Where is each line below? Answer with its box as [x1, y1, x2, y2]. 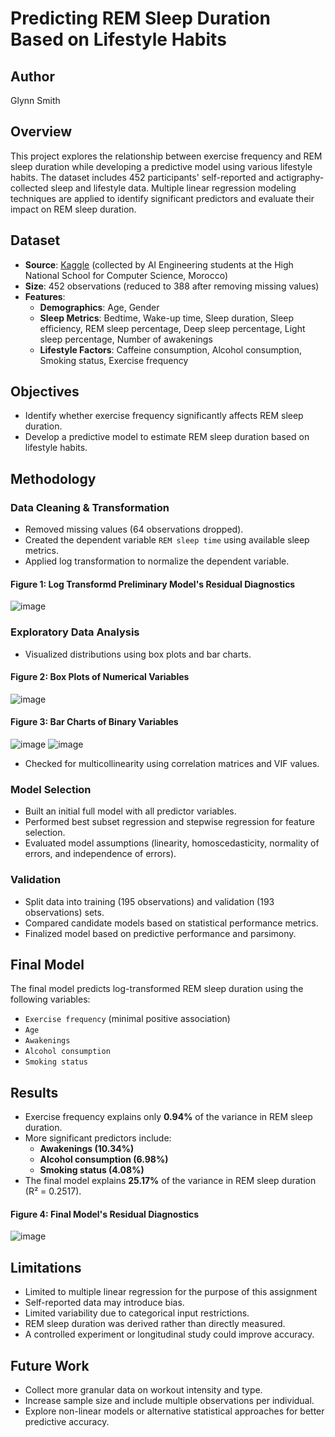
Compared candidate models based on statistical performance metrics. [24, 917, 319, 929]
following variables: [10, 993, 91, 1006]
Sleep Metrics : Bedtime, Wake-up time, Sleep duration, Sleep [39, 312, 295, 324]
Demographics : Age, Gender [39, 301, 160, 313]
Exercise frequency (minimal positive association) [24, 1013, 231, 1025]
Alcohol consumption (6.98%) [39, 1153, 169, 1166]
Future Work [10, 1357, 90, 1374]
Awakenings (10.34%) [39, 1143, 135, 1155]
